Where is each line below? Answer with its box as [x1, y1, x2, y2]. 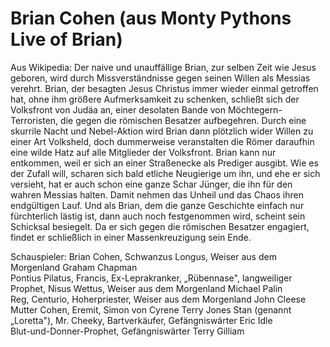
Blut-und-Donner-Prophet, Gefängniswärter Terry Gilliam [10, 325, 245, 337]
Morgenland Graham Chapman [10, 261, 138, 273]
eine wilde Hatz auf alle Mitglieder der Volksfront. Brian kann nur [10, 146, 277, 158]
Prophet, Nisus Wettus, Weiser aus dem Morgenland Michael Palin [10, 282, 283, 294]
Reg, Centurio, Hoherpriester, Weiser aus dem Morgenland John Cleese [10, 293, 307, 305]
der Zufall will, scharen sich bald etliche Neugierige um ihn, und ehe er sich [10, 167, 321, 179]
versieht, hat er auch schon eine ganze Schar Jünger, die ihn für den [10, 178, 293, 190]
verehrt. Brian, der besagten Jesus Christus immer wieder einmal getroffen [10, 82, 319, 94]
